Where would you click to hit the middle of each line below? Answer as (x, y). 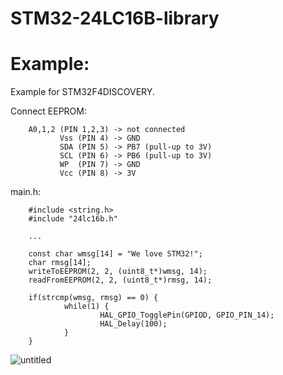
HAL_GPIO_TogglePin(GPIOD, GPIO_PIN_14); (187, 315)
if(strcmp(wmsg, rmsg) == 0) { (93, 298)
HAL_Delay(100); (133, 324)
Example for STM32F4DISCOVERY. (82, 92)
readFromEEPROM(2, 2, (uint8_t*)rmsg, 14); (120, 280)
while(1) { (86, 307)
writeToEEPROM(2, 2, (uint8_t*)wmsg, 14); (118, 272)
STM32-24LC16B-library (115, 18)
